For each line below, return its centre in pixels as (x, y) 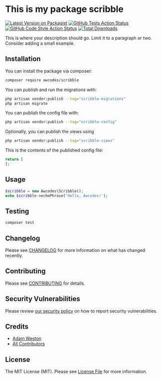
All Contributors (28, 344)
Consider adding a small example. (40, 43)
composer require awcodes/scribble (42, 80)
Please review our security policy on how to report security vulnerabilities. (81, 311)
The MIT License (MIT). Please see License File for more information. (76, 372)
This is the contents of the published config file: (54, 150)
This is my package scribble (64, 9)
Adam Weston (27, 339)
